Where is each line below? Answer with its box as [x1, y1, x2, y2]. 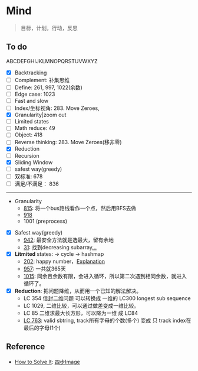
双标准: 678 [14, 173, 43, 180]
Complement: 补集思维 [14, 76, 70, 83]
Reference [6, 341, 45, 352]
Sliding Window [14, 158, 53, 166]
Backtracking [14, 69, 47, 76]
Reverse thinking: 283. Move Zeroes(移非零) [14, 139, 122, 146]
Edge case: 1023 [14, 90, 55, 97]
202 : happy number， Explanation [23, 258, 105, 265]
